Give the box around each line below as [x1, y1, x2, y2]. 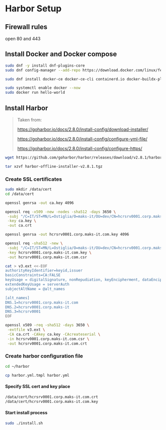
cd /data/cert [5, 191, 35, 196]
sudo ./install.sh [5, 421, 43, 426]
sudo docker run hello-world [5, 90, 65, 95]
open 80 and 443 [5, 36, 41, 41]
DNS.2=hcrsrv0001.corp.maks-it [5, 305, 70, 310]
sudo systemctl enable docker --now [5, 85, 81, 90]
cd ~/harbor [5, 364, 30, 369]
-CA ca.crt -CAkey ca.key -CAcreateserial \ [7, 332, 100, 337]
